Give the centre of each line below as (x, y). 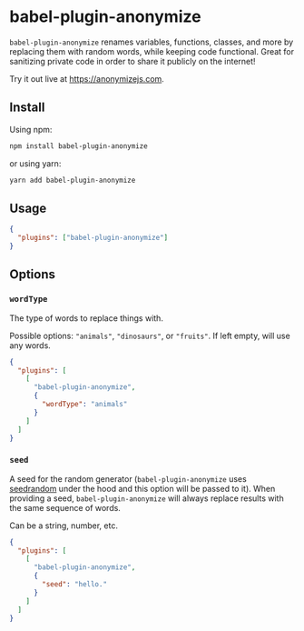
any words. (30, 345)
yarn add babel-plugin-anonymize (73, 180)
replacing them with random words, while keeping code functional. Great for (152, 51)
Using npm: (31, 129)
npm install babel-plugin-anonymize (78, 146)
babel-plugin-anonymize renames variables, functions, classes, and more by (152, 42)
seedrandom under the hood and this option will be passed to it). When (142, 488)
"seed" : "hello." (74, 585)
